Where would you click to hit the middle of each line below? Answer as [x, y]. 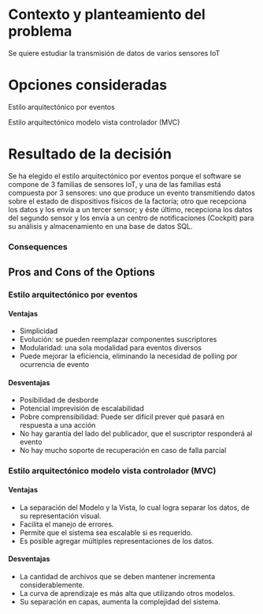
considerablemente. [52, 585]
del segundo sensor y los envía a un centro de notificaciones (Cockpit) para [131, 218]
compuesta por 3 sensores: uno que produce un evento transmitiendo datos [132, 193]
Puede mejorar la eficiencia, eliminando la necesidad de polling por [128, 356]
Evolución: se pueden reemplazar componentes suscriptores [118, 339]
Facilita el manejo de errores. [67, 524]
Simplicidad [39, 331]
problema [40, 31]
